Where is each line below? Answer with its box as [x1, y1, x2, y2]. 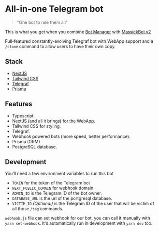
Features [5, 100, 32, 108]
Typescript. [12, 113, 35, 118]
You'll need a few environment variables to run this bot [5, 171, 114, 177]
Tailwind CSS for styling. [12, 123, 61, 129]
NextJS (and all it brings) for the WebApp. [12, 118, 96, 124]
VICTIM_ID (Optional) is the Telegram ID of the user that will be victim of [12, 200, 155, 207]
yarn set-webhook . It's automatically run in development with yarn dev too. [5, 220, 153, 226]
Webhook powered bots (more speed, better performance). [12, 133, 130, 139]
